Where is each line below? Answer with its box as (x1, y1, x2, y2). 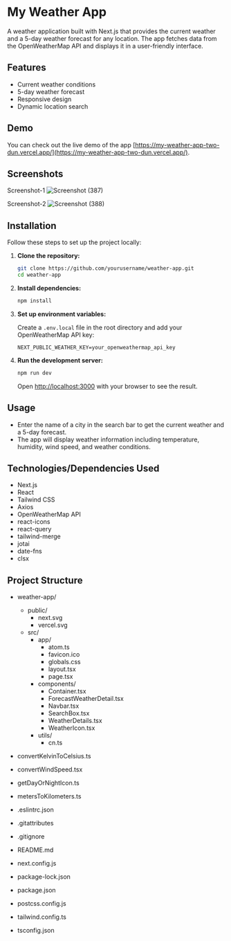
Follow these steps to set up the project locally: (7, 238, 142, 246)
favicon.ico (48, 650, 80, 659)
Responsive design (17, 95, 72, 103)
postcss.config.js (17, 899, 67, 908)
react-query (17, 525, 52, 533)
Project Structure (7, 574, 83, 586)
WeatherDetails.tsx (48, 717, 102, 725)
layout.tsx (48, 665, 76, 673)
